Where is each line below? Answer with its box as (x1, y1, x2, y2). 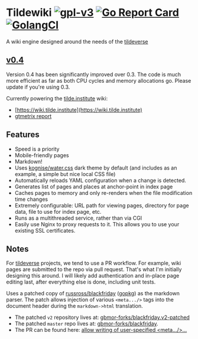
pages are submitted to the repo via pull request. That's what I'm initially (6, 266, 182, 273)
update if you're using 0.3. (6, 83, 70, 90)
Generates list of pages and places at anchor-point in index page (14, 183, 173, 190)
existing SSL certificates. (14, 227, 76, 234)
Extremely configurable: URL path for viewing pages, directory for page (14, 201, 189, 209)
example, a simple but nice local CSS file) (14, 170, 116, 177)
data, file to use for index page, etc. (14, 208, 102, 215)
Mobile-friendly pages (14, 151, 69, 159)
